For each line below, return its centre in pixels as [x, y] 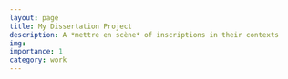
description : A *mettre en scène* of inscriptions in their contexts [144, 35]
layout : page [34, 18]
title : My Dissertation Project [71, 26]
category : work [38, 60]
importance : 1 [36, 52]
